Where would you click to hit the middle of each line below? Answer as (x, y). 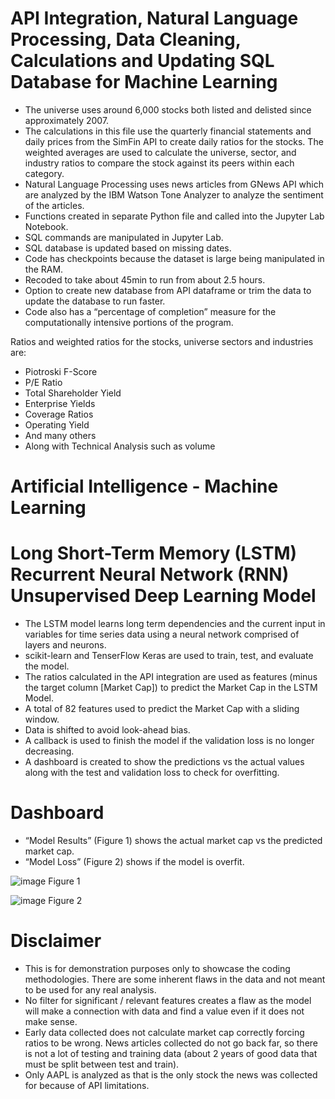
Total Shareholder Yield (73, 393)
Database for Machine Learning (144, 82)
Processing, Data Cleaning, (126, 39)
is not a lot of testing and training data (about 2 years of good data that (171, 1053)
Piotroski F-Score (61, 371)
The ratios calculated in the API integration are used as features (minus (171, 677)
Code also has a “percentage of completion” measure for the (150, 311)
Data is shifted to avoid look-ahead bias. (107, 730)
